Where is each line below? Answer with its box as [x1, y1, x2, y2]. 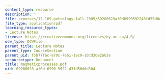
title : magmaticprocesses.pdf [5, 62, 67, 67]
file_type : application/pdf [5, 21, 63, 26]
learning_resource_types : [5, 26, 58, 30]
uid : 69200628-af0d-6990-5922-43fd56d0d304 [5, 67, 96, 72]
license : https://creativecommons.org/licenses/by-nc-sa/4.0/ [5, 35, 135, 40]
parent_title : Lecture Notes [5, 44, 65, 49]
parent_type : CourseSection [5, 48, 63, 53]
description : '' [5, 12, 38, 17]
